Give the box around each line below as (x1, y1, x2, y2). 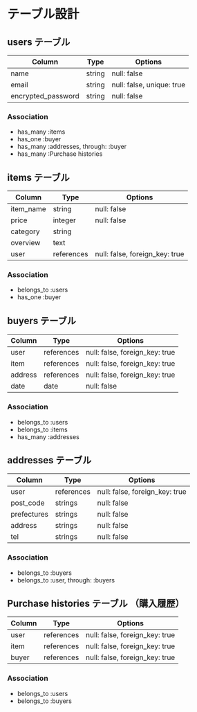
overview (10, 238, 41, 248)
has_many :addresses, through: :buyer (17, 143, 127, 151)
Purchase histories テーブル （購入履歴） (7, 598, 185, 609)
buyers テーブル (7, 314, 77, 326)
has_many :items (17, 127, 66, 136)
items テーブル (7, 171, 71, 184)
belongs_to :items (17, 425, 68, 434)
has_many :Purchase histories (17, 150, 103, 158)
